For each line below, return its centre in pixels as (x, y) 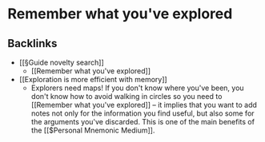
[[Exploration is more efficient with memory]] (93, 79)
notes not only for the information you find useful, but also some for (143, 113)
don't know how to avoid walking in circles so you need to (126, 96)
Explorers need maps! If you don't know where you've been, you (138, 88)
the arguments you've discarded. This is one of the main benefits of (143, 122)
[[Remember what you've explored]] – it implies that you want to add (144, 105)
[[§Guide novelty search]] (62, 62)
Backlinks (32, 43)
